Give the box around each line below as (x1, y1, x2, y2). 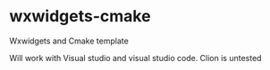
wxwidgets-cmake (9, 6, 151, 27)
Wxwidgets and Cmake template (9, 35, 130, 46)
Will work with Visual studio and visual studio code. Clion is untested (9, 52, 262, 63)
